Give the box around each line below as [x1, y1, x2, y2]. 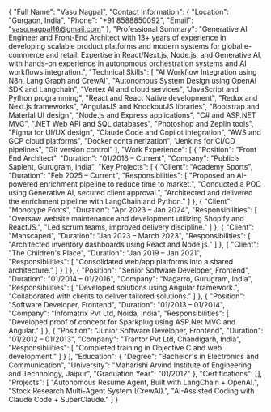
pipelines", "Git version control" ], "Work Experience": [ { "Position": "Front [8, 145, 257, 154]
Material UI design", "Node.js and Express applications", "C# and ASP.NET [8, 110, 256, 120]
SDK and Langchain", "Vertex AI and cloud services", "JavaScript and [8, 84, 239, 94]
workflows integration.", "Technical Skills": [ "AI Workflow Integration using [8, 67, 257, 76]
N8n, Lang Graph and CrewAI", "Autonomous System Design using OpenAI [8, 76, 257, 85]
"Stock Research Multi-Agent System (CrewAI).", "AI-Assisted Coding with [8, 386, 255, 396]
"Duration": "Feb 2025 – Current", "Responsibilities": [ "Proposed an [8, 170, 235, 180]
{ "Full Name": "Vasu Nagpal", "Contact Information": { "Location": [8, 7, 229, 16]
